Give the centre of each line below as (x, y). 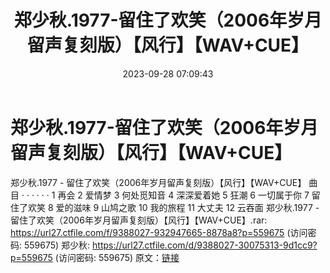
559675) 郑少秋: (57, 245)
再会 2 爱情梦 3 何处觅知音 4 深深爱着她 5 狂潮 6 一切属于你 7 (183, 195)
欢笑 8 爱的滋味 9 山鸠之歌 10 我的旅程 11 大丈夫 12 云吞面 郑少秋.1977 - (173, 207)
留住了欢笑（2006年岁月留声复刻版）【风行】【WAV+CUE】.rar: (139, 220)
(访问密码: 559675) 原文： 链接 (117, 257)
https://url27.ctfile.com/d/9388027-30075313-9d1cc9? (205, 245)
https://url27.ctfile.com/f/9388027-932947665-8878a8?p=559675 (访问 (159, 232)
